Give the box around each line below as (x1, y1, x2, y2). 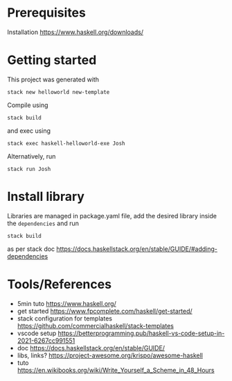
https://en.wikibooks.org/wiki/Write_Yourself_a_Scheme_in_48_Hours (17, 366, 215, 374)
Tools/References (7, 277, 112, 292)
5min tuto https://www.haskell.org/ (17, 299, 116, 307)
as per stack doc (7, 245, 55, 253)
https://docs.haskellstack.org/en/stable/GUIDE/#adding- (56, 245, 218, 253)
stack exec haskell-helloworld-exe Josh (7, 140, 126, 147)
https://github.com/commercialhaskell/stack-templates (17, 321, 175, 330)
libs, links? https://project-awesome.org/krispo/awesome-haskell (17, 351, 203, 359)
